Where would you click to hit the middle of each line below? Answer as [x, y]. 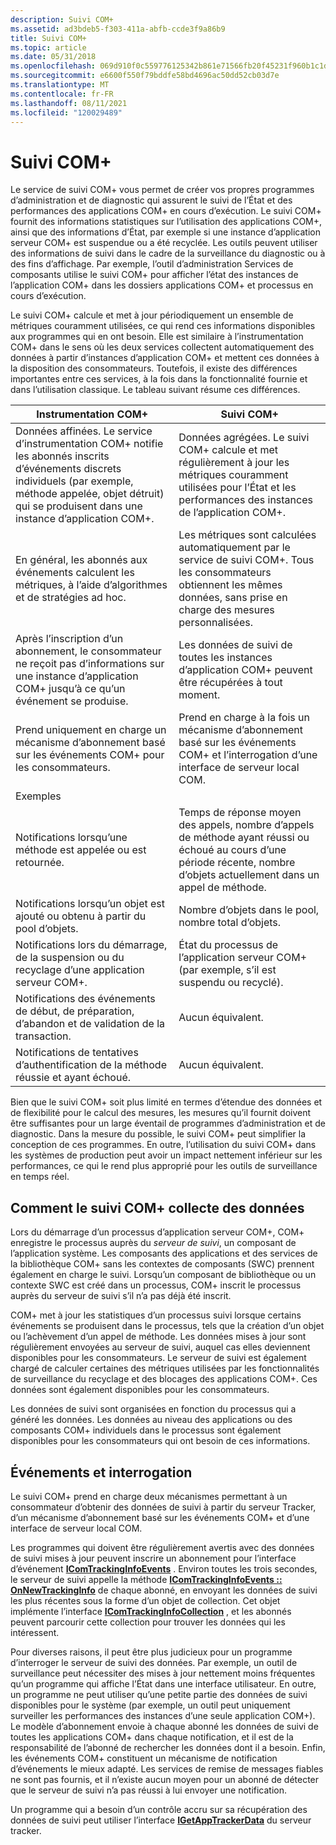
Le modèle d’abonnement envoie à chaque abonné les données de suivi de [164, 1726]
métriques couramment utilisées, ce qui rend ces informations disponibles [163, 326]
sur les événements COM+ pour [90, 755]
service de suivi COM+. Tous [246, 560]
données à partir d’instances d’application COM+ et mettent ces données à [165, 358]
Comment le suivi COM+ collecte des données [157, 1207]
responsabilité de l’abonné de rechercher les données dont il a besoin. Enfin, [168, 1747]
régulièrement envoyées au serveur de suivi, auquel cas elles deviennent [160, 1347]
